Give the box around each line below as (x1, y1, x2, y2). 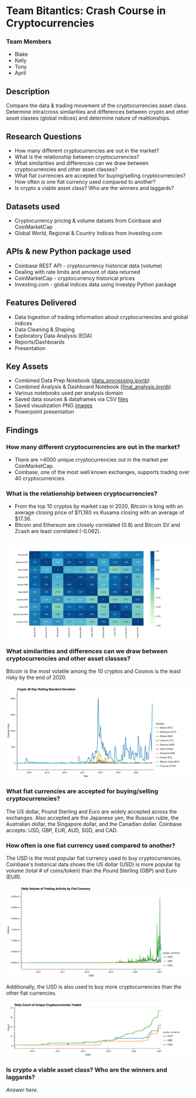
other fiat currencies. (6, 989, 57, 997)
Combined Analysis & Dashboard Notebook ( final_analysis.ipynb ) (14, 383, 171, 391)
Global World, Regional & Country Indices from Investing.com (14, 229, 163, 236)
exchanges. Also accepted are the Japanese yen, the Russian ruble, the (6, 814, 179, 821)
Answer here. (6, 1086, 39, 1093)
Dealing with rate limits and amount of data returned (14, 268, 140, 275)
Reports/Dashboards (14, 338, 65, 345)
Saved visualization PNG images (14, 402, 92, 409)
